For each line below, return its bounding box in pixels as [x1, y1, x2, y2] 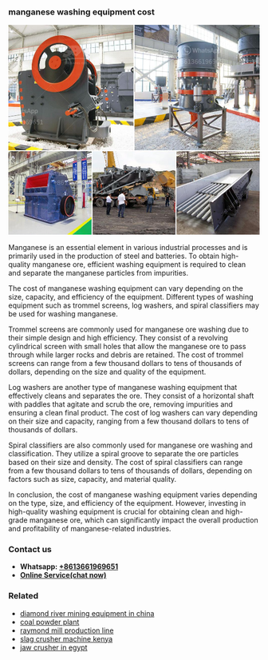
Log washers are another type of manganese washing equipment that [8, 382, 238, 392]
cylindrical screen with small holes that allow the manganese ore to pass [8, 341, 246, 351]
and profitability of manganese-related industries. [8, 523, 171, 533]
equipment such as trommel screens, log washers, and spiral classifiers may [8, 300, 259, 310]
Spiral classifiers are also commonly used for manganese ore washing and [8, 440, 253, 450]
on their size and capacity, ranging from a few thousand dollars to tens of [8, 416, 250, 426]
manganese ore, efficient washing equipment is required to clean [32, 259, 246, 269]
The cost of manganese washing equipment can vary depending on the [8, 283, 243, 293]
